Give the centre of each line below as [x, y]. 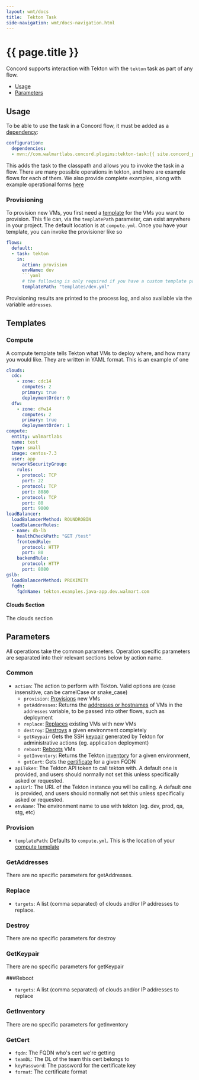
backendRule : [33, 558]
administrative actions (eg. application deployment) [86, 742]
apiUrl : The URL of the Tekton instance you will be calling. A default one [103, 787]
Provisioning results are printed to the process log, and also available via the [99, 298]
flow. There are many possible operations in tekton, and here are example [96, 172]
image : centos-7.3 [34, 453]
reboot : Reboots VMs [49, 749]
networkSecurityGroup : [39, 464]
